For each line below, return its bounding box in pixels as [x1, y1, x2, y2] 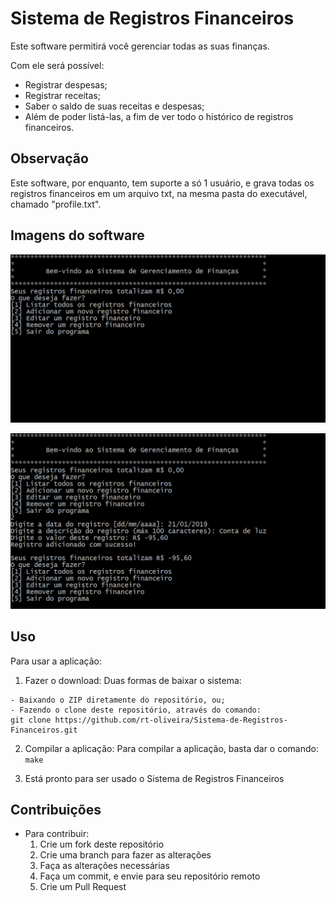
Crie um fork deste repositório [39, 838, 165, 851]
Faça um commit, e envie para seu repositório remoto [39, 870, 261, 882]
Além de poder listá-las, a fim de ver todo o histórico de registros [24, 110, 294, 122]
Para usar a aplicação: [10, 655, 103, 667]
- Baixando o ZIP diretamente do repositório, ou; [10, 695, 226, 705]
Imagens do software [10, 227, 145, 244]
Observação [10, 150, 89, 167]
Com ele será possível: [10, 59, 105, 71]
